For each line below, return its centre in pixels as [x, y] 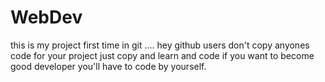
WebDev [46, 17]
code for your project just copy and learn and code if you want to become [162, 55]
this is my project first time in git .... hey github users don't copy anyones [160, 45]
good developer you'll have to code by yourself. [108, 66]
